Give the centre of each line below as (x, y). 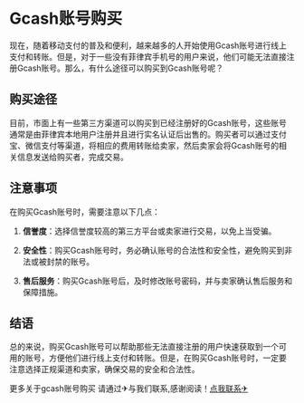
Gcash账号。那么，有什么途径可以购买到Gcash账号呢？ (120, 68)
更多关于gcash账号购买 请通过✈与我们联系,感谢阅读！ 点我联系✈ (129, 389)
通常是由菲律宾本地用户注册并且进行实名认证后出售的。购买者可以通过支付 (148, 134)
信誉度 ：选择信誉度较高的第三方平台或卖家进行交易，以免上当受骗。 (149, 231)
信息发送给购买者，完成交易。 (72, 157)
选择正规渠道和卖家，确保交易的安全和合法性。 (112, 369)
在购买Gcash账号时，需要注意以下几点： (85, 211)
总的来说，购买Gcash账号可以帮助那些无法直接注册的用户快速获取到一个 (144, 347)
